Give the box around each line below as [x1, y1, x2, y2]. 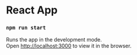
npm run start [6, 25, 46, 31]
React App [6, 4, 58, 17]
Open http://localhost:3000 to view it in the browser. [6, 42, 132, 50]
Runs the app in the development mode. [6, 36, 102, 43]
